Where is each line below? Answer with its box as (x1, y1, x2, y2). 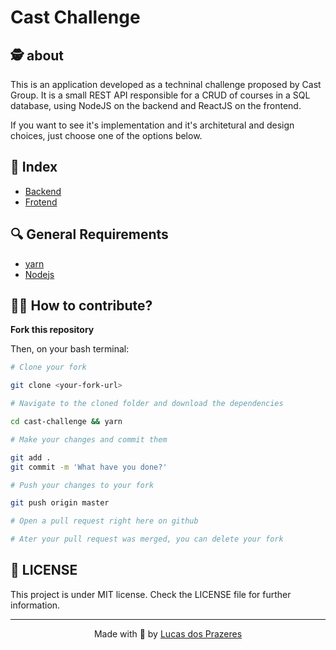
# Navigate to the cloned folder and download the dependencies (10, 399, 284, 409)
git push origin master (10, 498, 110, 508)
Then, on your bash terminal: (10, 343, 130, 355)
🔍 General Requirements (10, 226, 169, 243)
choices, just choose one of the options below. (10, 130, 203, 141)
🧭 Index (10, 159, 58, 176)
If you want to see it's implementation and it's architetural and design (10, 119, 295, 131)
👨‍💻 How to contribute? (10, 297, 153, 315)
